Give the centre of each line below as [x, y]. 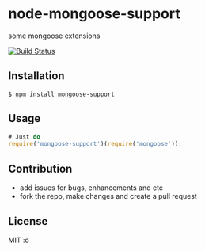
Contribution [40, 168]
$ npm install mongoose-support [61, 94]
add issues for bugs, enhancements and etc [91, 188]
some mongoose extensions [54, 36]
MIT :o [19, 240]
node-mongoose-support [94, 14]
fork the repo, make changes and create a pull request [108, 196]
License [28, 221]
